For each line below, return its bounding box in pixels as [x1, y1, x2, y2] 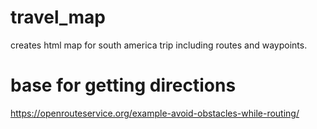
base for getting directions [10, 74, 237, 97]
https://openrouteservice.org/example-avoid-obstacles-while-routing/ [10, 107, 300, 119]
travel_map [10, 6, 106, 29]
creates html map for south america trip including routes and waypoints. [10, 39, 308, 51]
